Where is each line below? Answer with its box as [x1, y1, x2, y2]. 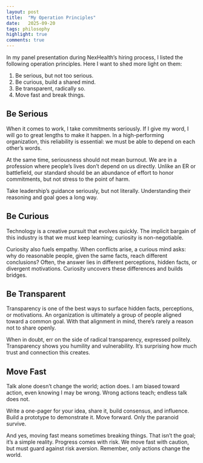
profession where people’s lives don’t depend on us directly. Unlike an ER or [6, 162, 196, 170]
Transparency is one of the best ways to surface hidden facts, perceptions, [6, 305, 194, 313]
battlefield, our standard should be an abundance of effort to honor [6, 169, 174, 176]
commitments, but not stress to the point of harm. [6, 175, 130, 183]
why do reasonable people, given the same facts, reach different [6, 252, 168, 259]
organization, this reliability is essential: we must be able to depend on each [6, 138, 196, 145]
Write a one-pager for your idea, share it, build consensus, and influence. [6, 407, 190, 414]
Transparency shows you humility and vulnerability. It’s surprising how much [6, 342, 197, 350]
